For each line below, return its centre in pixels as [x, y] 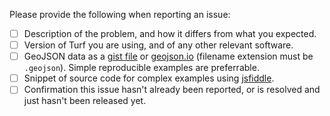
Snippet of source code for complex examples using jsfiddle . [149, 78]
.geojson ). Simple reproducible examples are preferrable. [141, 68]
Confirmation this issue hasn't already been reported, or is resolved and [172, 90]
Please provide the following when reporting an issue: [120, 14]
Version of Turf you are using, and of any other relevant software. [158, 45]
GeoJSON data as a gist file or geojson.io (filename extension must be [168, 56]
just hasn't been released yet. [85, 101]
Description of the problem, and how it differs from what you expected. [170, 33]
